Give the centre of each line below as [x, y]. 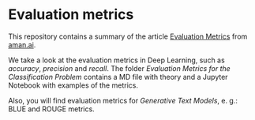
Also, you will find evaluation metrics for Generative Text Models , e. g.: [123, 100]
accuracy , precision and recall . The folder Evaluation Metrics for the [119, 68]
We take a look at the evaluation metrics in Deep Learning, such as [116, 60]
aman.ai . [22, 44]
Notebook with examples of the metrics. [73, 85]
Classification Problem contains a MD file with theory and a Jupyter [118, 77]
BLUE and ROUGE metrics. [51, 109]
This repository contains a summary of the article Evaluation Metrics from [128, 36]
